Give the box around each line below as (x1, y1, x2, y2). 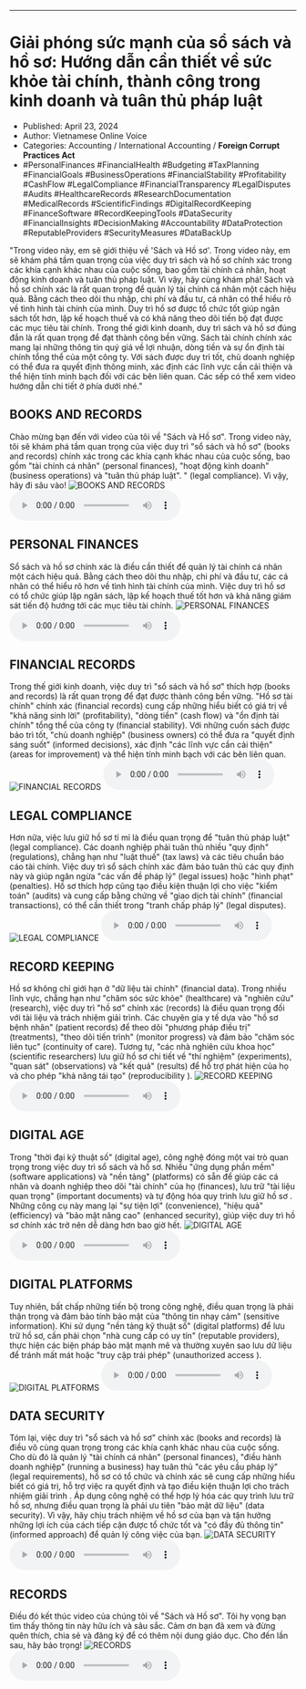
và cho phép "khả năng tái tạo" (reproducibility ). (9, 1071, 193, 1081)
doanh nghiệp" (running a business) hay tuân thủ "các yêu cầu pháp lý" (9, 1461, 279, 1473)
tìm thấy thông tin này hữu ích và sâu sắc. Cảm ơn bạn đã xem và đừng (9, 1621, 276, 1632)
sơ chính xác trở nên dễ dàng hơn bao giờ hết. (9, 1219, 182, 1230)
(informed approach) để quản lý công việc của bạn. (9, 1529, 203, 1540)
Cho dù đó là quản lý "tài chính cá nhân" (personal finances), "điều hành (9, 1452, 282, 1463)
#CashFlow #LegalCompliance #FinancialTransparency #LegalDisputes (22, 179, 291, 190)
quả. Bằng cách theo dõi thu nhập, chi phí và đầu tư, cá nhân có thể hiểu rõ (9, 293, 291, 304)
